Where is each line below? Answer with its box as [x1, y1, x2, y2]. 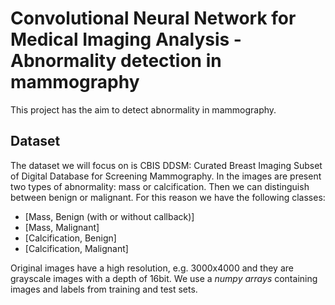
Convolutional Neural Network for [10, 7, 297, 30]
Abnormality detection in [10, 50, 222, 72]
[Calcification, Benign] [24, 232, 117, 244]
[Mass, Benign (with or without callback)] [24, 210, 195, 222]
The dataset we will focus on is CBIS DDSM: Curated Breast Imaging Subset [10, 159, 323, 171]
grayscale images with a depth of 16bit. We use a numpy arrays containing [10, 272, 318, 284]
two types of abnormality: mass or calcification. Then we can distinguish [10, 180, 310, 192]
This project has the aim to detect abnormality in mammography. [10, 103, 277, 116]
